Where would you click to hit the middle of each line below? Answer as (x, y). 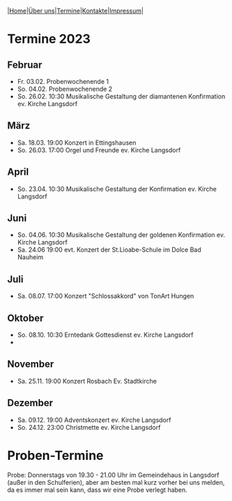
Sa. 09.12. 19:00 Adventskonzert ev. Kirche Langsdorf (94, 420)
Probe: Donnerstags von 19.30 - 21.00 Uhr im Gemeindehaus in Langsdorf (113, 474)
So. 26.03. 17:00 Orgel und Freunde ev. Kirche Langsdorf (99, 150)
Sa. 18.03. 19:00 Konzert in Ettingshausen (77, 143)
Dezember (30, 403)
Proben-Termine (55, 455)
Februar (25, 65)
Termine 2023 (49, 39)
